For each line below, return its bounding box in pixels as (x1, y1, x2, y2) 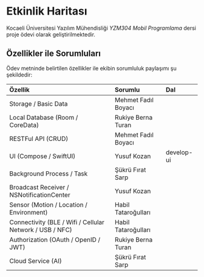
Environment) (9, 208, 48, 216)
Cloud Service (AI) (9, 256, 63, 265)
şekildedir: (6, 71, 33, 78)
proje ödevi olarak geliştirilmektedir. (6, 30, 96, 38)
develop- (166, 148, 193, 156)
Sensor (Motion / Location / (9, 200, 88, 209)
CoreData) (9, 120, 39, 129)
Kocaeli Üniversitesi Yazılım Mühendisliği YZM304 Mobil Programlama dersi (6, 24, 196, 32)
